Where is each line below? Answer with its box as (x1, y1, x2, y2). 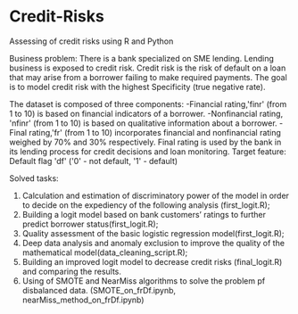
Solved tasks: (9, 172, 60, 184)
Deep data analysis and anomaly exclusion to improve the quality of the (21, 237, 286, 248)
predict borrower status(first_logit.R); (21, 219, 159, 229)
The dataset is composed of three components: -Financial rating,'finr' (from (9, 98, 287, 109)
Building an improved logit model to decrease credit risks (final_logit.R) (21, 256, 283, 267)
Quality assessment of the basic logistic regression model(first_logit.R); (21, 227, 285, 238)
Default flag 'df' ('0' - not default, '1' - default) (9, 155, 178, 166)
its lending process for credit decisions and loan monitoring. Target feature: (9, 145, 287, 157)
